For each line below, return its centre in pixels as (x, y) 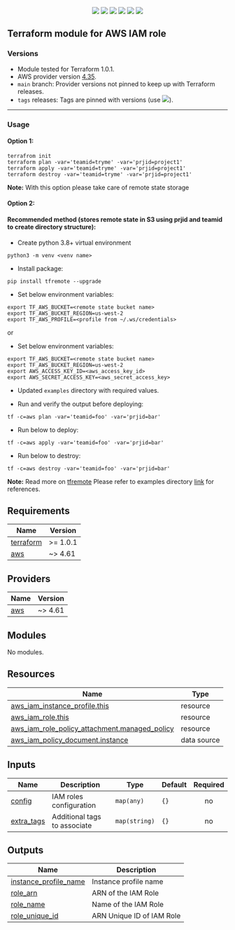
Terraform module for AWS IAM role (87, 34)
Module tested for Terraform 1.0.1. (66, 69)
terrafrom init (29, 156)
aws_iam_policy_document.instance (70, 740)
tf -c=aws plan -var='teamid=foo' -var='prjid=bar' (84, 417)
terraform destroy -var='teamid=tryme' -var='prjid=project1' (100, 174)
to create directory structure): (52, 227)
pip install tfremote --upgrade (54, 281)
